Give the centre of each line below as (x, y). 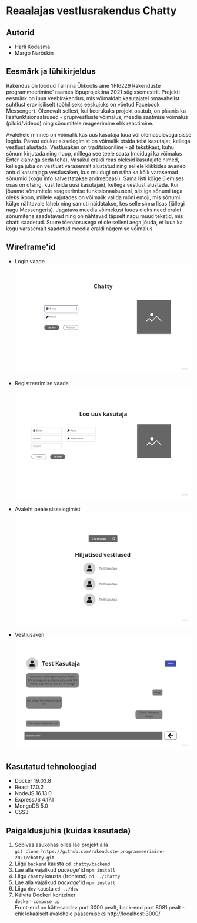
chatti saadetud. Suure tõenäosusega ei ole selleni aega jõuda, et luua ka (94, 222)
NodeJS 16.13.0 (33, 793)
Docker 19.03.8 (33, 781)
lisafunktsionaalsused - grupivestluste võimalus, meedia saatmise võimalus (97, 117)
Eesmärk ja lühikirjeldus (51, 72)
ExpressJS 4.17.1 (34, 800)
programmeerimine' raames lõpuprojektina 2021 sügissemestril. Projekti (93, 92)
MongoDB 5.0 (31, 806)
